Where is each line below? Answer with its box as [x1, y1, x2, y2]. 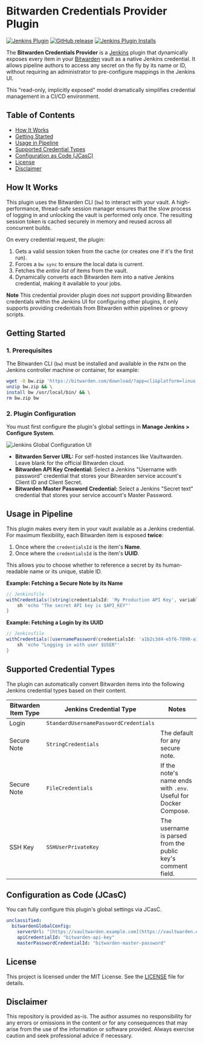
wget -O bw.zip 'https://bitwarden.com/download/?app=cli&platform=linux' [6, 378, 199, 385]
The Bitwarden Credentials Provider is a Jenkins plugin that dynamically [6, 48, 188, 56]
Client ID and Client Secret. [14, 479, 83, 486]
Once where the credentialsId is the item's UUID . [14, 549, 140, 557]
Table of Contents [6, 110, 76, 120]
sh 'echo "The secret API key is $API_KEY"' [17, 602, 131, 608]
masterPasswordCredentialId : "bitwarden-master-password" [17, 940, 166, 946]
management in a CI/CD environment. [6, 93, 100, 100]
